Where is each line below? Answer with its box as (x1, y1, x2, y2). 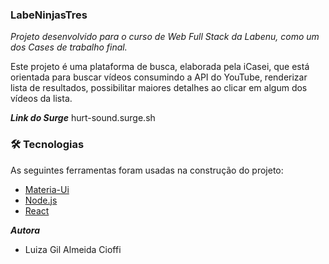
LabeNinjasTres (10, 8, 88, 22)
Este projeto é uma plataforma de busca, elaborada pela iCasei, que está (10, 61, 310, 73)
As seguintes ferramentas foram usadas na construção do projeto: (10, 164, 284, 176)
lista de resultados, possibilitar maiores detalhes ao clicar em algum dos (10, 82, 308, 94)
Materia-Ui (24, 183, 70, 195)
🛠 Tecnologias (10, 138, 85, 152)
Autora (10, 224, 40, 236)
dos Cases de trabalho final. (10, 41, 128, 53)
